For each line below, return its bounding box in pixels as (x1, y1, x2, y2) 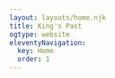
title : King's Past (9, 22, 83, 30)
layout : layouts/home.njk (9, 13, 106, 22)
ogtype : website (9, 30, 70, 39)
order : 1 (17, 55, 50, 64)
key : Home (17, 47, 54, 56)
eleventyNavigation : (9, 38, 87, 48)
